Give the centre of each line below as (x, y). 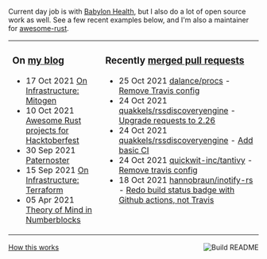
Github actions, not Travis (166, 199)
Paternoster (48, 160)
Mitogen (41, 100)
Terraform (44, 190)
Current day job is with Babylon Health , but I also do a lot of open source (127, 12)
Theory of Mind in (59, 210)
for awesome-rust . (39, 28)
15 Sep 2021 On (57, 170)
